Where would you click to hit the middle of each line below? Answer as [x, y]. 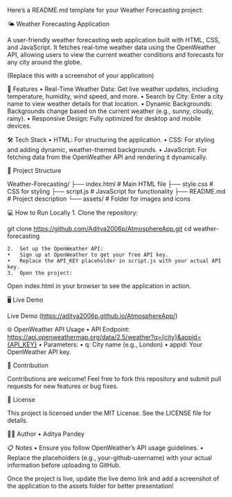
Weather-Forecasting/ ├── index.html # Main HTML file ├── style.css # [110, 184]
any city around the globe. [45, 62]
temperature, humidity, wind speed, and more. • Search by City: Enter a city [115, 96]
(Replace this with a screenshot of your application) [81, 75]
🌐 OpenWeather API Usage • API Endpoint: [69, 329]
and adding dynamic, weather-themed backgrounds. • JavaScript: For [107, 150]
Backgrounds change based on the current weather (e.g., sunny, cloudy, [110, 111]
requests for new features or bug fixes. [63, 386]
